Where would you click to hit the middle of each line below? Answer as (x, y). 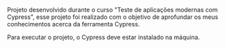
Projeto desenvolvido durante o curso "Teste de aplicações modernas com (112, 10)
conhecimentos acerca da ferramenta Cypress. (74, 24)
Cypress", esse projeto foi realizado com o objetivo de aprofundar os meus (113, 17)
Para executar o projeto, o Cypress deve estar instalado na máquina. (104, 37)
